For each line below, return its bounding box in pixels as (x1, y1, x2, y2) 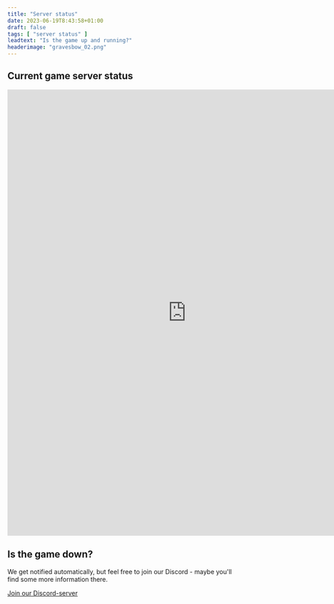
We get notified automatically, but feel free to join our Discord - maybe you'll (7, 567, 232, 575)
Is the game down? (7, 548, 93, 560)
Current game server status (7, 70, 133, 82)
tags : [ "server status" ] (7, 30, 88, 38)
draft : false (7, 24, 46, 31)
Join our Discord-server (7, 588, 79, 597)
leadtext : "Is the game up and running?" (7, 37, 133, 44)
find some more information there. (7, 575, 108, 583)
